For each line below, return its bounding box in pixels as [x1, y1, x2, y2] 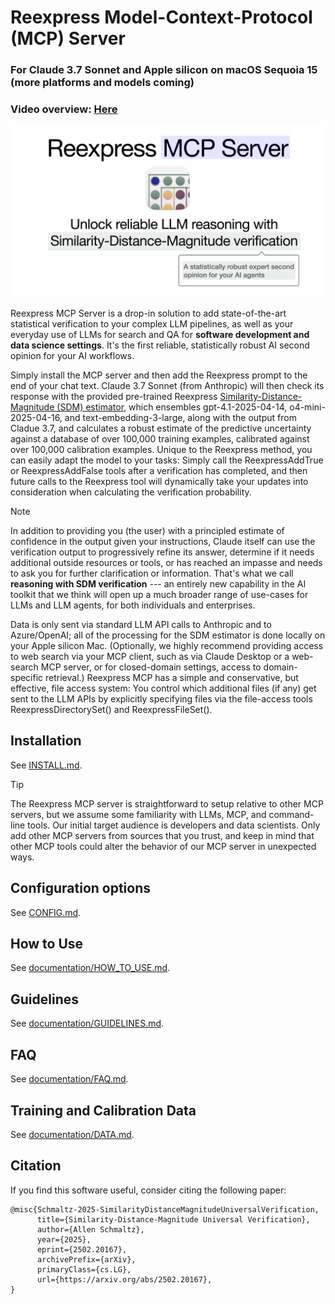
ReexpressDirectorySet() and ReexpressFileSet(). [10, 704, 213, 716]
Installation [10, 732, 82, 750]
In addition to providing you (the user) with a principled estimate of [10, 525, 285, 537]
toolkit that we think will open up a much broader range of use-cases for [10, 589, 309, 601]
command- [268, 808, 315, 820]
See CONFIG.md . [10, 906, 82, 918]
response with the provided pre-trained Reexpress [10, 391, 218, 403]
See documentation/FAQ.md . [10, 1073, 129, 1085]
